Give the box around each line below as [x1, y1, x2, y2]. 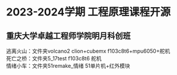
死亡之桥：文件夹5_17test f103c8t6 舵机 [6, 55, 102, 62]
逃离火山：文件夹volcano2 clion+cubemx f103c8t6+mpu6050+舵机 [6, 48, 170, 54]
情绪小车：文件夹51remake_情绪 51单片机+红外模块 [6, 63, 130, 69]
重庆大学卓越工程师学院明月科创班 [6, 31, 131, 41]
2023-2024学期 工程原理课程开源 [6, 5, 171, 19]
